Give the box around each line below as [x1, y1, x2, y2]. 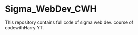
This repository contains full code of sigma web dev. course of [5, 19, 134, 25]
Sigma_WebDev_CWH [5, 3, 97, 15]
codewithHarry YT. [5, 24, 44, 30]
